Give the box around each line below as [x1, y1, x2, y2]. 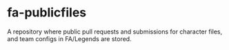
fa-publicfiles [7, 5, 87, 21]
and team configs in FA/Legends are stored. [7, 34, 132, 42]
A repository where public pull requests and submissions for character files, [7, 27, 223, 36]
